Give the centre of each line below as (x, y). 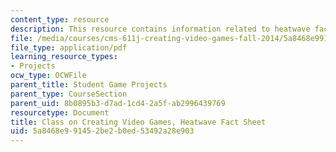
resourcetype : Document (60, 112)
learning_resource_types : (64, 57)
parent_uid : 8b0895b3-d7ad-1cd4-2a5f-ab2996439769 (118, 103)
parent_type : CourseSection (69, 94)
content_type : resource (60, 19)
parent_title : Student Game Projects (89, 85)
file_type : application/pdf (69, 47)
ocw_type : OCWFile (48, 76)
